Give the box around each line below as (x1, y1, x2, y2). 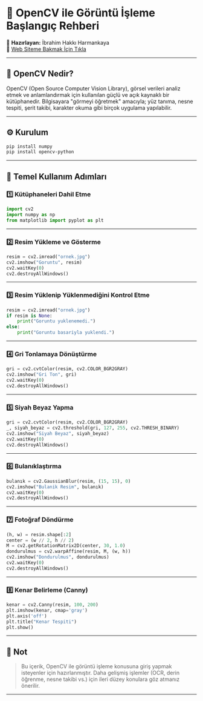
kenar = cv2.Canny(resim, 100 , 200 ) (6, 602, 98, 608)
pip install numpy (6, 143, 53, 150)
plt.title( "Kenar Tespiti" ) (6, 619, 77, 625)
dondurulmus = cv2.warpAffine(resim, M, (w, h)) (6, 548, 131, 554)
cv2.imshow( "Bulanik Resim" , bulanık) (6, 483, 104, 490)
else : (6, 324, 20, 330)
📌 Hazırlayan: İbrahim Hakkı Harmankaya (6, 39, 110, 46)
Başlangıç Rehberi (6, 19, 100, 33)
